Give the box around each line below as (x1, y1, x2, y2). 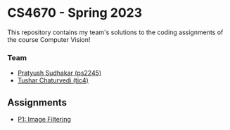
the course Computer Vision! (7, 35, 91, 43)
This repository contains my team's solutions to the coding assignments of (7, 28, 224, 36)
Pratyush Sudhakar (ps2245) (17, 68, 102, 78)
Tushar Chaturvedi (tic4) (17, 76, 89, 85)
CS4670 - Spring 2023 (7, 5, 143, 21)
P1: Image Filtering (17, 115, 72, 124)
